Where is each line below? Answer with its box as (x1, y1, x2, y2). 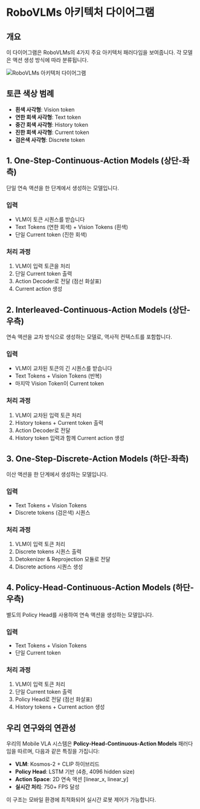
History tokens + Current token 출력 (15, 419, 104, 426)
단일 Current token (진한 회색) (15, 231, 88, 238)
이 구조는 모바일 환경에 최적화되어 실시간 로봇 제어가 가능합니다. (6, 796, 156, 804)
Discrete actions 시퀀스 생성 (15, 563, 83, 570)
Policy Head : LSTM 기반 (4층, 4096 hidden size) (15, 768, 135, 776)
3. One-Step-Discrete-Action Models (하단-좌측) (6, 454, 189, 464)
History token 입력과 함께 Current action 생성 (15, 434, 125, 441)
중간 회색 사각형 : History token (15, 121, 89, 128)
